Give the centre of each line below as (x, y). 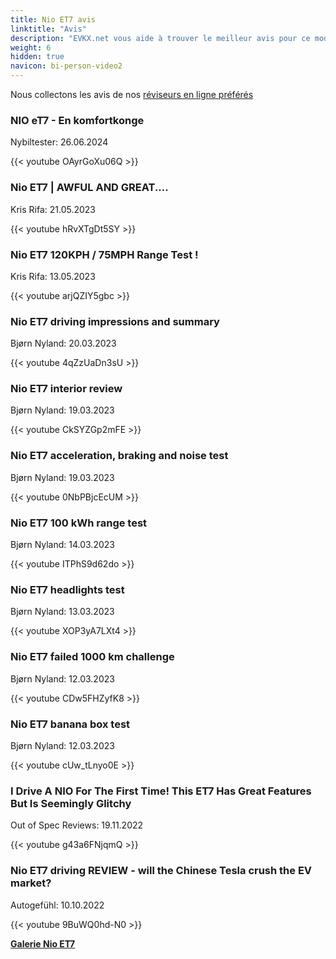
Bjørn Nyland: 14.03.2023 (62, 545)
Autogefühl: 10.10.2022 (57, 905)
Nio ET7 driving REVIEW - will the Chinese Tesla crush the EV (161, 871)
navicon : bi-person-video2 (66, 66)
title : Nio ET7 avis (53, 19)
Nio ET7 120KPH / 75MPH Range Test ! (104, 254)
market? (31, 883)
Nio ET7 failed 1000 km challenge (92, 657)
